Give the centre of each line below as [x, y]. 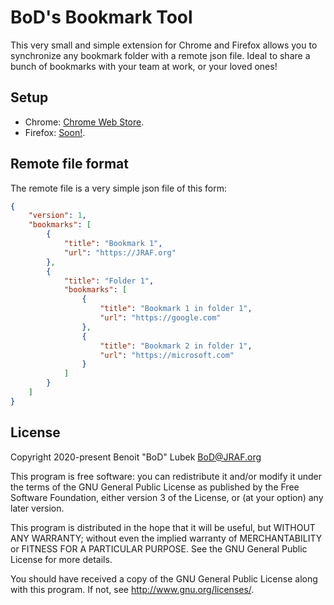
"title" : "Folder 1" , [109, 281]
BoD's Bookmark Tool [101, 17]
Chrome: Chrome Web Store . [84, 122]
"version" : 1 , [57, 216]
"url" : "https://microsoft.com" [167, 355]
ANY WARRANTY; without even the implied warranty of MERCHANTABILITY [166, 538]
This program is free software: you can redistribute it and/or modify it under [166, 476]
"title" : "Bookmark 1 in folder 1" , [176, 309]
